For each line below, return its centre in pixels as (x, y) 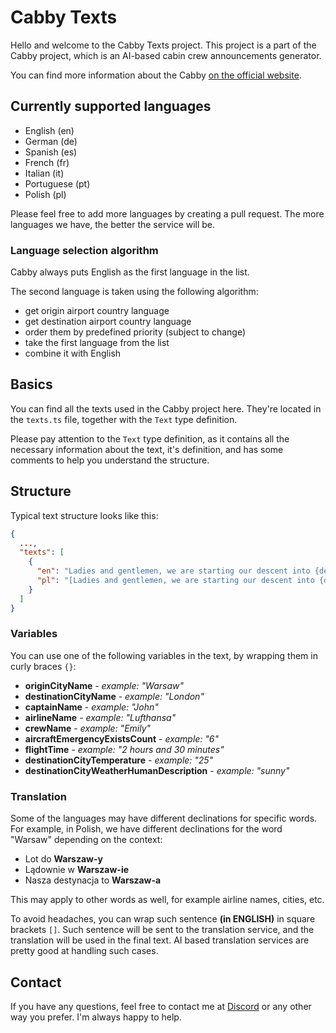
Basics (31, 384)
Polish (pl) (45, 194)
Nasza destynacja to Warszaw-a (93, 880)
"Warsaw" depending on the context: (86, 840)
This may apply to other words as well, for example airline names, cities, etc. (167, 900)
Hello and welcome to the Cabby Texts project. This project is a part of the (163, 45)
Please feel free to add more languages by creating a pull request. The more (167, 213)
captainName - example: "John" (91, 707)
